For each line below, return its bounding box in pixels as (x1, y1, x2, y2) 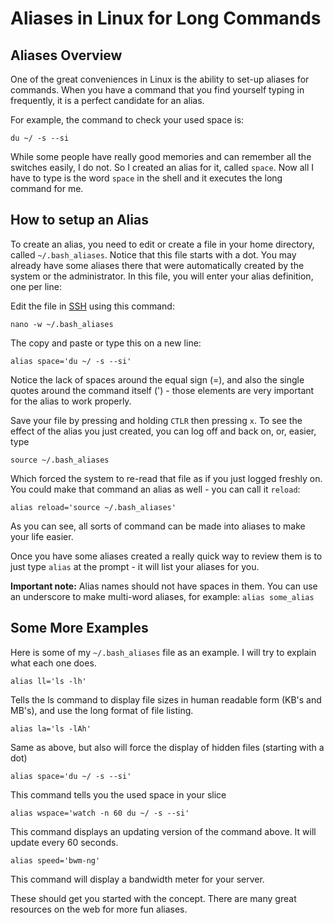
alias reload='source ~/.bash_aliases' (10, 502, 177, 512)
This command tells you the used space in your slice (10, 788, 227, 801)
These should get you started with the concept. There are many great (10, 892, 297, 904)
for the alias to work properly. (10, 395, 132, 407)
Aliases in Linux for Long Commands (10, 7, 322, 30)
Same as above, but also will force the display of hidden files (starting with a (10, 741, 325, 753)
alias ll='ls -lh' (10, 676, 87, 686)
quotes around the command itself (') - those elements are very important (10, 384, 315, 396)
